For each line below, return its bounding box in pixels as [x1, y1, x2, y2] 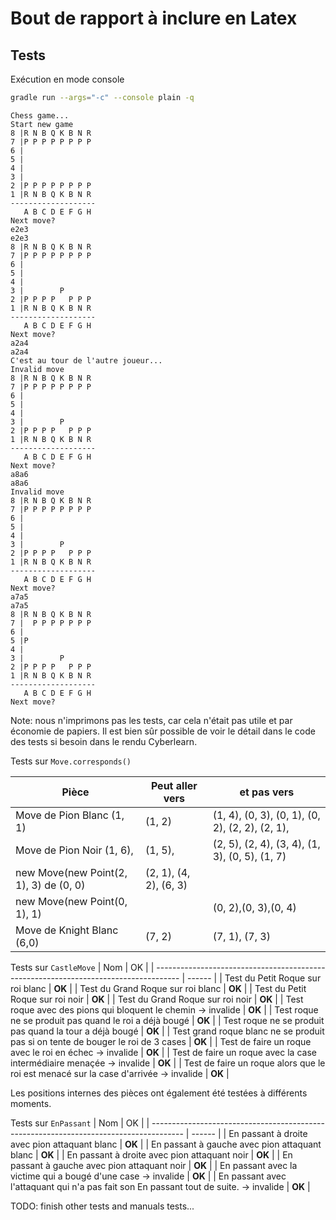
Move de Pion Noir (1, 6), [15, 843, 134, 857]
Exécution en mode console [10, 73, 125, 85]
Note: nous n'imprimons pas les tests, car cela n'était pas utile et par [10, 714, 293, 726]
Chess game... [10, 110, 70, 121]
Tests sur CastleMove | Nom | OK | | [10, 961, 155, 973]
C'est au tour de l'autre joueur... [10, 355, 163, 366]
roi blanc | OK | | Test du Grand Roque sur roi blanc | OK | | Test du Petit [10, 982, 307, 994]
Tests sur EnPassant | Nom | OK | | [10, 1117, 150, 1129]
